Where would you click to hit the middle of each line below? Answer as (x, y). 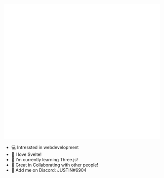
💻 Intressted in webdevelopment (45, 147)
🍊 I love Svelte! (26, 154)
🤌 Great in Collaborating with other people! (55, 165)
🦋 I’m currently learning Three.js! (44, 159)
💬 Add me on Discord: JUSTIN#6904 (49, 170)
